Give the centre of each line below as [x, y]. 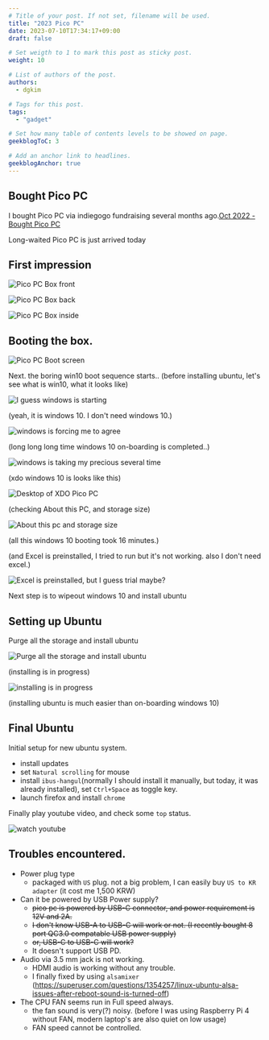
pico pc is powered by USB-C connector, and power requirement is [143, 908]
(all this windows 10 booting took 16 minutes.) [84, 541]
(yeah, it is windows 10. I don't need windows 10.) [91, 416]
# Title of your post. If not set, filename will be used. [110, 16]
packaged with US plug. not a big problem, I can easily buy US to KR [144, 882]
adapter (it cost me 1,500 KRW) [84, 890]
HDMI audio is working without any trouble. [103, 967]
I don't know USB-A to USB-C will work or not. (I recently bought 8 [143, 925]
